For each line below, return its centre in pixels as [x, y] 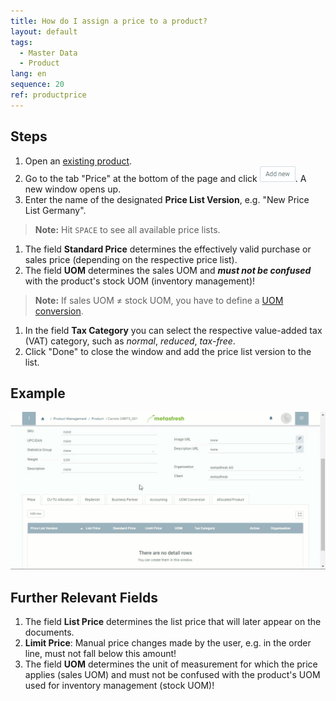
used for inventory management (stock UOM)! [119, 686]
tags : [21, 42]
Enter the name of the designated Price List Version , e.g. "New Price [167, 199]
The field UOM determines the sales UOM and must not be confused [168, 270]
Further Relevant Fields [84, 597]
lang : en [28, 74]
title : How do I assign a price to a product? [109, 21]
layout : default [44, 31]
